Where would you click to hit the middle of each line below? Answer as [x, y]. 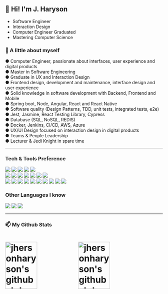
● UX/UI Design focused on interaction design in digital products [72, 130]
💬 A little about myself [32, 50]
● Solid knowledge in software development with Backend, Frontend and [80, 93]
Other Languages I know [35, 195]
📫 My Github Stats [29, 224]
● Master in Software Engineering [40, 72]
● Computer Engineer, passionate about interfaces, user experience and [80, 61]
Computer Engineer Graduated [44, 32]
